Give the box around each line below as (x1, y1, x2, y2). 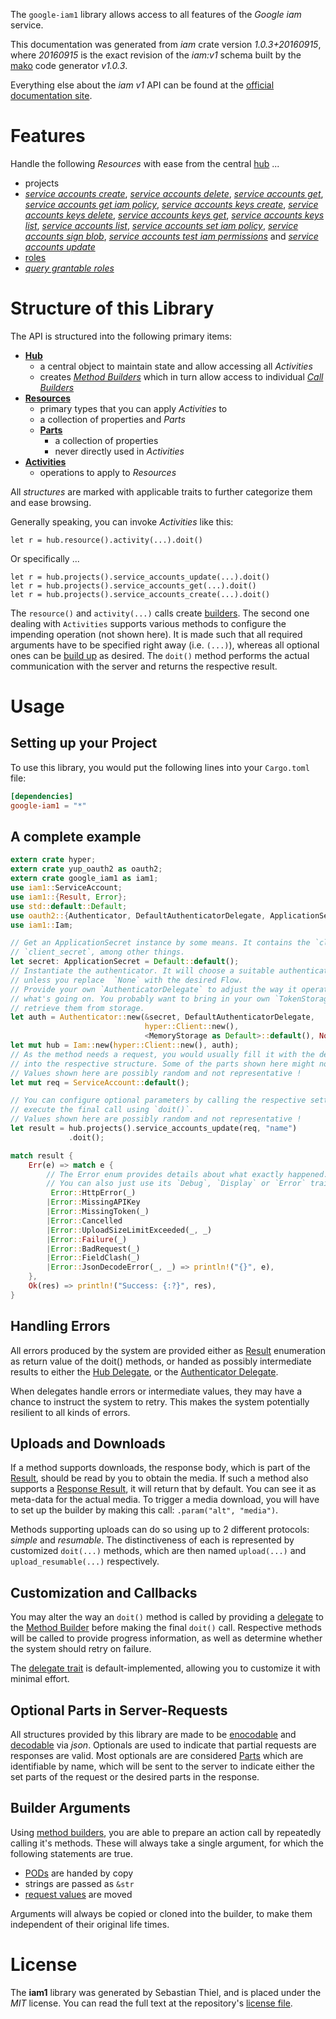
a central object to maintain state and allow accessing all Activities (39, 360, 313, 372)
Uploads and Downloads (10, 1435, 166, 1453)
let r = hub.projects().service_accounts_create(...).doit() (10, 589, 271, 599)
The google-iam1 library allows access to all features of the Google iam (10, 9, 302, 20)
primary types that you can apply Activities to (39, 402, 228, 414)
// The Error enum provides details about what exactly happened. (46, 1169, 329, 1179)
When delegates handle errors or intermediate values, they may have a (10, 1385, 303, 1397)
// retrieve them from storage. (10, 1003, 145, 1013)
